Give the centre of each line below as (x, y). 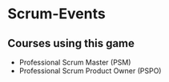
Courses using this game (71, 43)
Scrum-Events (56, 14)
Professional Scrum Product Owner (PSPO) (90, 71)
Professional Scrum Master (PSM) (75, 62)
